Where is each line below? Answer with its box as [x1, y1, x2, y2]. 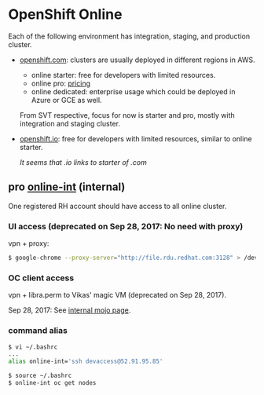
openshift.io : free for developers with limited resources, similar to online [19, 133, 253, 143]
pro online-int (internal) [8, 181, 126, 194]
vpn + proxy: [8, 239, 49, 248]
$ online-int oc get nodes [8, 379, 97, 387]
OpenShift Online [8, 5, 123, 24]
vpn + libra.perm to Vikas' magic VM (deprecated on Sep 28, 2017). [8, 291, 226, 300]
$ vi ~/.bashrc [8, 343, 58, 351]
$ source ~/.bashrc [8, 371, 72, 380]
